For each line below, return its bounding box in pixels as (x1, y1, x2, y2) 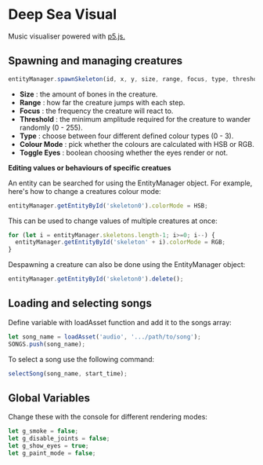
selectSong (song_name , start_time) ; (8, 369, 128, 378)
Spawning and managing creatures (8, 54, 183, 68)
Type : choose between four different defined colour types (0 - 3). (19, 131, 234, 141)
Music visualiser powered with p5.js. (8, 31, 125, 41)
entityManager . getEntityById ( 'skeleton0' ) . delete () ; (8, 275, 184, 284)
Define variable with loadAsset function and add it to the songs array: (8, 317, 232, 327)
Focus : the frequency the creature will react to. (19, 106, 174, 115)
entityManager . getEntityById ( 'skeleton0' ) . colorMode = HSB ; (8, 202, 209, 210)
